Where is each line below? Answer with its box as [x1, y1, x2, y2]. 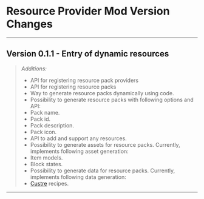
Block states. [30, 160, 63, 167]
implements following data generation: [30, 173, 126, 180]
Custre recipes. [30, 180, 69, 187]
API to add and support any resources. [30, 135, 127, 142]
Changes [6, 17, 53, 31]
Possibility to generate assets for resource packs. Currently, [30, 141, 180, 148]
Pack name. [30, 109, 60, 116]
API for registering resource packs [30, 83, 117, 90]
